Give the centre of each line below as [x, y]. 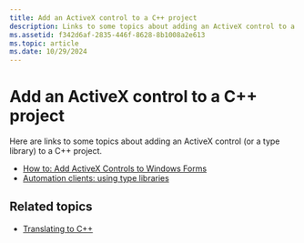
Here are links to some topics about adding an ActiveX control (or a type [145, 141]
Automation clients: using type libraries [96, 178]
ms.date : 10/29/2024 [49, 52]
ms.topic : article [44, 43]
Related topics [51, 207]
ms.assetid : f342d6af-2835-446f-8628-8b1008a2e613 [107, 35]
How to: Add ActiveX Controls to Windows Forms [115, 168]
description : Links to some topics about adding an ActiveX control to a [152, 26]
